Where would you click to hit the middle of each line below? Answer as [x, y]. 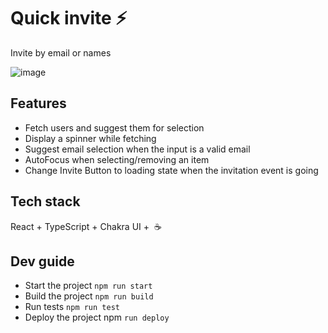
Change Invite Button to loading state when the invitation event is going [171, 170]
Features [38, 103]
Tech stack [45, 201]
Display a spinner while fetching [90, 138]
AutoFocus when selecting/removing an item [117, 159]
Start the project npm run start [88, 286]
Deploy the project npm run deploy [97, 317]
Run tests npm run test [72, 307]
